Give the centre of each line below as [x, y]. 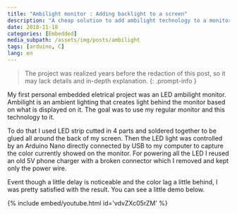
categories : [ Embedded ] [42, 34]
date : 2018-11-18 [33, 27]
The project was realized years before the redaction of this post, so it [125, 73]
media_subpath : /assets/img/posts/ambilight [74, 40]
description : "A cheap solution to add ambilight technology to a [107, 20]
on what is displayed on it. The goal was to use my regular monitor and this [116, 109]
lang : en [20, 54]
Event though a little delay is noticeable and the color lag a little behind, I [113, 182]
